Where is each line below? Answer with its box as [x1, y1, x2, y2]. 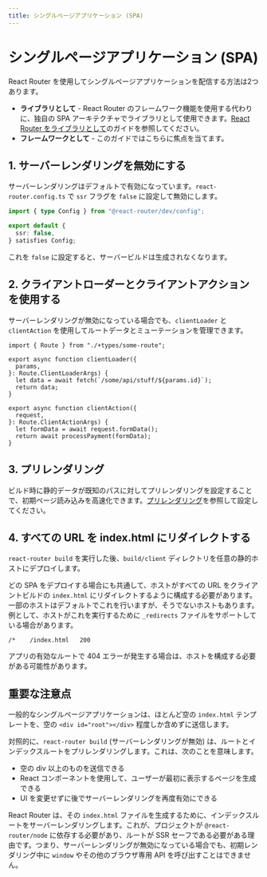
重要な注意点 [8, 687, 72, 701]
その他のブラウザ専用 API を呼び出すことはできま [82, 851, 245, 860]
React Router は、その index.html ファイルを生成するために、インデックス [8, 811, 253, 820]
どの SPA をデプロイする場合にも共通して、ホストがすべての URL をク [8, 580, 238, 591]
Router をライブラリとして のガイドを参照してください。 [19, 123, 204, 132]
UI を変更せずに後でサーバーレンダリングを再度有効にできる [19, 793, 218, 803]
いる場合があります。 [8, 620, 78, 630]
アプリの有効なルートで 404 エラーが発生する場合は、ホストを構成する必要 [8, 651, 257, 661]
